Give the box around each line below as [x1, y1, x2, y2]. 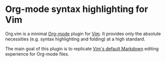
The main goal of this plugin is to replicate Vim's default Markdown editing [5, 45, 159, 51]
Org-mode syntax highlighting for [5, 3, 148, 15]
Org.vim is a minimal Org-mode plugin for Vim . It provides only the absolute [5, 30, 161, 36]
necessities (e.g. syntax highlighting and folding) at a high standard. [5, 36, 145, 42]
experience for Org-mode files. [5, 51, 69, 57]
